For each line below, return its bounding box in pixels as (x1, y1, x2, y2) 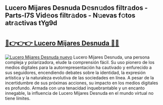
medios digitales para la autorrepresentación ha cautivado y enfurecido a (5, 65, 152, 70)
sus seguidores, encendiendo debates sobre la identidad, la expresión (5, 70, 146, 75)
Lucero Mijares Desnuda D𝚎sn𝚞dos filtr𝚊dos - (5, 4, 148, 12)
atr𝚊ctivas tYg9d (5, 19, 57, 27)
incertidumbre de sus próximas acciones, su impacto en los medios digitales (5, 80, 158, 86)
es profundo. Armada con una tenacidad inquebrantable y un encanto (5, 85, 145, 91)
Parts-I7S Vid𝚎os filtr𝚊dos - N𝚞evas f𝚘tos (5, 12, 135, 20)
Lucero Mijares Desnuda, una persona (73, 54, 150, 60)
